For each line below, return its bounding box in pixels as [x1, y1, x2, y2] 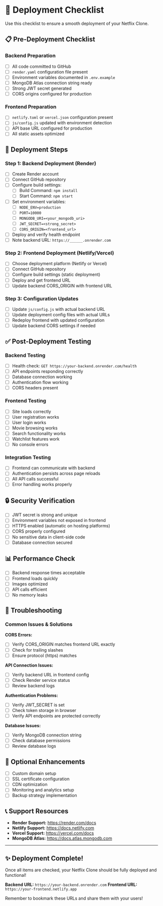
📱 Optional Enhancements [5, 757, 85, 766]
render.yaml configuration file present [12, 69, 88, 75]
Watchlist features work [12, 436, 60, 442]
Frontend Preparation [5, 103, 57, 110]
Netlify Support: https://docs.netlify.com [12, 825, 95, 831]
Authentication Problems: [5, 692, 58, 698]
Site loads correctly [12, 408, 51, 414]
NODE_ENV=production [19, 205, 61, 210]
